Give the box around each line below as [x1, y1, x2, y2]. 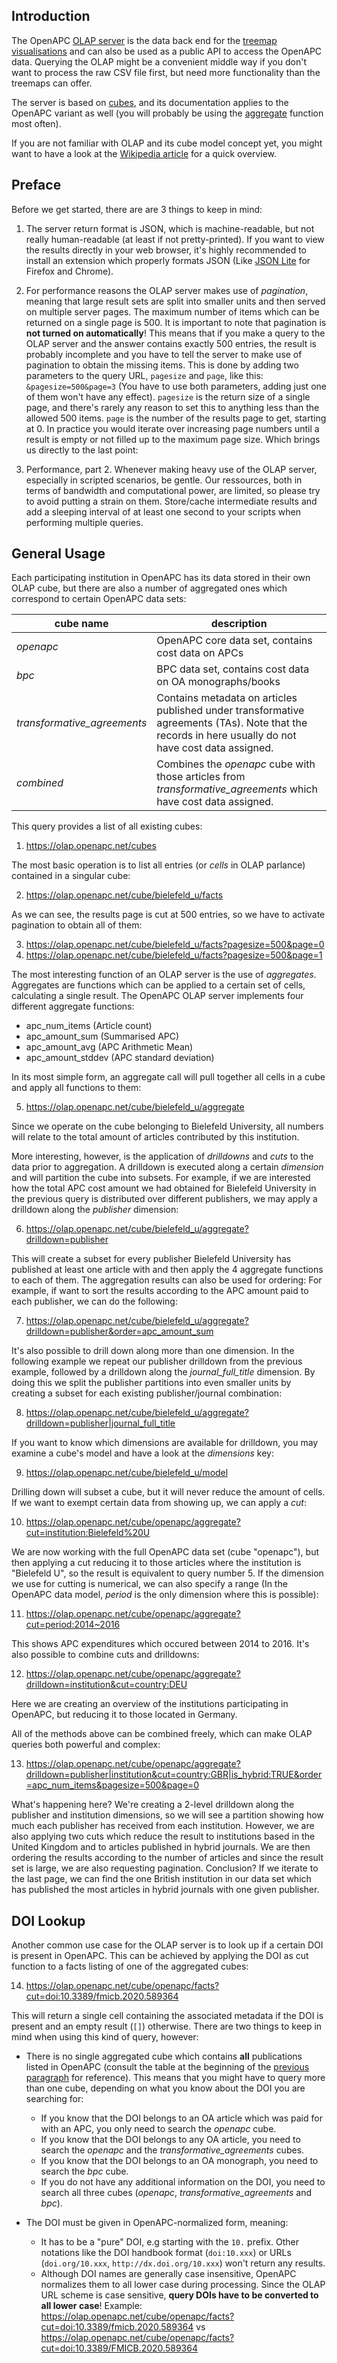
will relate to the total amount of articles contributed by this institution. [11, 1131, 300, 1143]
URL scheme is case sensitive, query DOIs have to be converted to [40, 2289, 319, 2301]
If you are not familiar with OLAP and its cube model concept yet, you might [11, 137, 323, 149]
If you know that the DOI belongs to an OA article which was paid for [40, 2112, 323, 2124]
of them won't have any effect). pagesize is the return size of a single [25, 390, 311, 403]
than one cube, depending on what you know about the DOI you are [25, 2082, 306, 2094]
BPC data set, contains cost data [156, 662, 310, 676]
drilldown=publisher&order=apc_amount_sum [25, 1325, 214, 1338]
